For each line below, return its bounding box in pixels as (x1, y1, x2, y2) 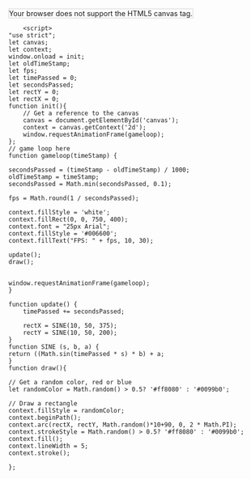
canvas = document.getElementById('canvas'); (23, 117, 180, 125)
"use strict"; (8, 32, 57, 40)
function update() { (8, 300, 79, 308)
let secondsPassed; (8, 81, 74, 89)
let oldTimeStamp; (8, 60, 70, 68)
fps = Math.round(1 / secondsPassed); (8, 194, 139, 202)
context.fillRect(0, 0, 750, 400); (8, 215, 129, 223)
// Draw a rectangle (8, 400, 79, 408)
